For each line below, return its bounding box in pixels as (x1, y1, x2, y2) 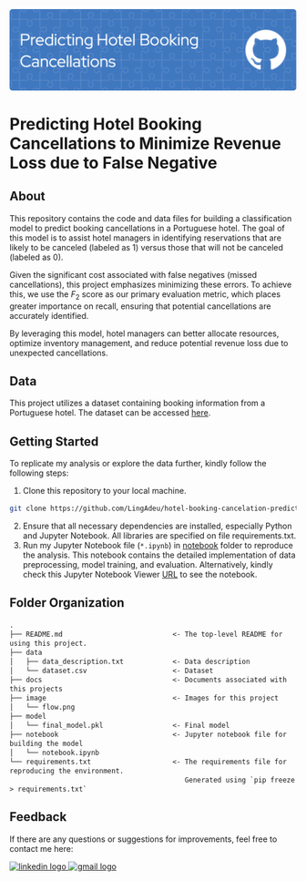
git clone (9, 504, 47, 514)
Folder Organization (9, 595, 125, 610)
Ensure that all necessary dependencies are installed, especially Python (22, 520, 293, 532)
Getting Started (9, 434, 99, 449)
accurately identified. (9, 310, 89, 321)
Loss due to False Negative (9, 152, 218, 173)
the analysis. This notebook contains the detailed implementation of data (22, 549, 296, 560)
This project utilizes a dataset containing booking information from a (9, 397, 266, 409)
